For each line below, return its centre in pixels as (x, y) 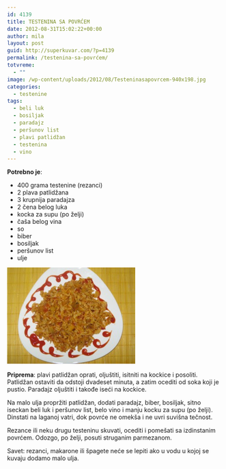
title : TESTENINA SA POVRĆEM (48, 22)
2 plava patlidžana (43, 192)
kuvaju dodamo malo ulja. (43, 458)
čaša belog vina (39, 222)
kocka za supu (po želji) (51, 214)
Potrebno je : (25, 172)
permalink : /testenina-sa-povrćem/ (58, 58)
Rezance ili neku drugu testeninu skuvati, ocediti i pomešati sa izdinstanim (112, 431)
